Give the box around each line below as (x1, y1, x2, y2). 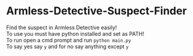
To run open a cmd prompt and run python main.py (6, 36, 131, 43)
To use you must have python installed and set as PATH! (6, 30, 145, 37)
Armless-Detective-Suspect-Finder (6, 4, 187, 18)
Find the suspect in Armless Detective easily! (6, 24, 117, 31)
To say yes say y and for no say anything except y (6, 43, 129, 50)
